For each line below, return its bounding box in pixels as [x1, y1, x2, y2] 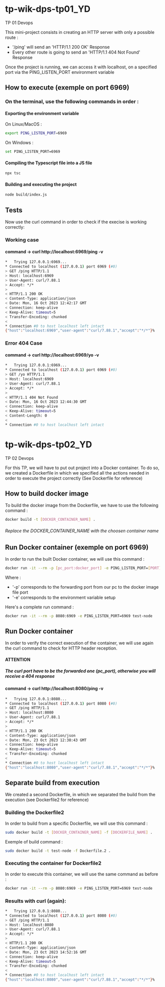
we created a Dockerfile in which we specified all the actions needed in [5, 470, 149, 476]
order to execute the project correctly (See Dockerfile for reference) [5, 475, 143, 481]
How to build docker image [5, 489, 89, 498]
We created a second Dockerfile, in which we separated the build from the [5, 792, 156, 798]
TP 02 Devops [5, 455, 34, 461]
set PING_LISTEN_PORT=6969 [5, 149, 60, 154]
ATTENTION [5, 657, 30, 662]
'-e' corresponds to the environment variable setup [12, 594, 116, 600]
